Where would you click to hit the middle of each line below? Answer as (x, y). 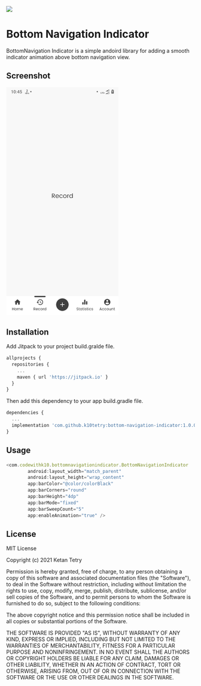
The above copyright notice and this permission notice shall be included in (98, 615)
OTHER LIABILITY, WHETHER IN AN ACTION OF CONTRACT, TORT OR (93, 665)
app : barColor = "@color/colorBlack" (71, 484)
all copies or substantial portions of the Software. (67, 621)
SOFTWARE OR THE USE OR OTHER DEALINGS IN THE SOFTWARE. (90, 678)
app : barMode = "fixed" (53, 503)
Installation (28, 332)
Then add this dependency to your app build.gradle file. (75, 401)
